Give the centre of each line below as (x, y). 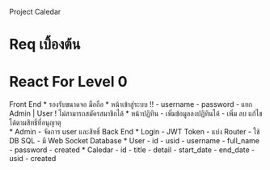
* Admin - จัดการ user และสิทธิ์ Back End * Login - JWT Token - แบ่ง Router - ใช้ (135, 132)
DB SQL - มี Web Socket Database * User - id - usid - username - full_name (134, 141)
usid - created (33, 159)
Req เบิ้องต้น (45, 45)
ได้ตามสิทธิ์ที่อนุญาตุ (35, 123)
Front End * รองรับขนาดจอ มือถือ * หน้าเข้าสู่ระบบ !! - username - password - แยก (131, 104)
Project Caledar (35, 12)
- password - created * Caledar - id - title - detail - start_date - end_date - (132, 150)
